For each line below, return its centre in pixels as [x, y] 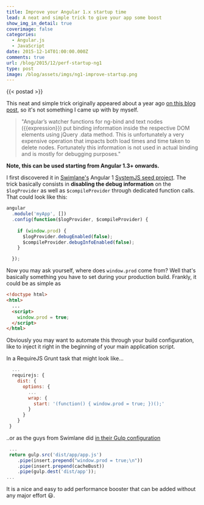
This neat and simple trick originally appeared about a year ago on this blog [101, 104]
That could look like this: [37, 197]
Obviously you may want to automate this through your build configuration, [100, 340]
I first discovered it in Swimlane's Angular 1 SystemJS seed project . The [96, 178]
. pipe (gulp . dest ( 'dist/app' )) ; [57, 472]
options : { [36, 387]
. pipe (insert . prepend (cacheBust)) [61, 466]
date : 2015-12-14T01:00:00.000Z [47, 52]
